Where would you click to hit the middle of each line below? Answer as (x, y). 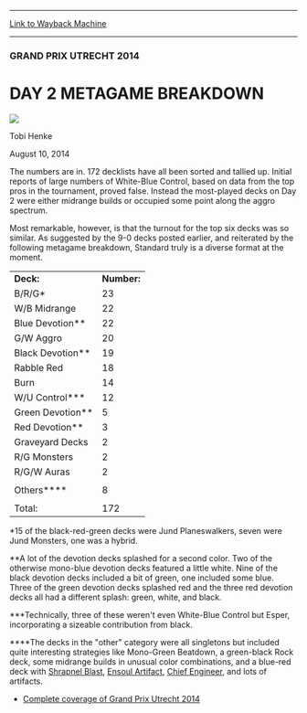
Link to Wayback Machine (58, 23)
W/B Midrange (45, 308)
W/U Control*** (50, 397)
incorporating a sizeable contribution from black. (101, 624)
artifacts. (26, 681)
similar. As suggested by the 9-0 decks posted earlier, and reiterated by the (152, 238)
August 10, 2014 (40, 154)
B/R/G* (30, 293)
